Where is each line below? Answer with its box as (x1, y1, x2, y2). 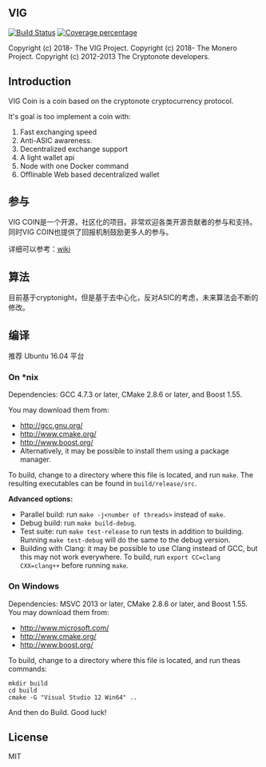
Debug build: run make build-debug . (19, 518, 137, 528)
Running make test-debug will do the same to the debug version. (19, 535, 231, 545)
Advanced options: (8, 494, 73, 504)
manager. (19, 455, 52, 465)
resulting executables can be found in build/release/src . (8, 479, 197, 489)
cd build (8, 686, 38, 694)
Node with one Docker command (19, 161, 129, 170)
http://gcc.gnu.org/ (19, 421, 83, 430)
